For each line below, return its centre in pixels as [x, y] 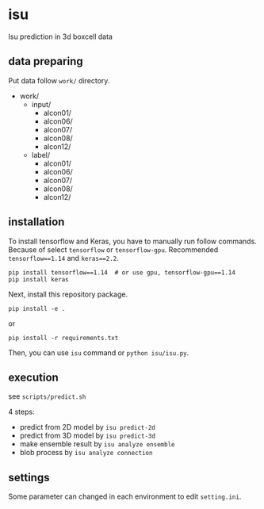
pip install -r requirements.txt [63, 338]
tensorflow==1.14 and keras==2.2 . [63, 258]
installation [36, 222]
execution [34, 377]
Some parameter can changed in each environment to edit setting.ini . [125, 496]
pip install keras [38, 279]
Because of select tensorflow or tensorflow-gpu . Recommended [113, 249]
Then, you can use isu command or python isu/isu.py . [99, 352]
